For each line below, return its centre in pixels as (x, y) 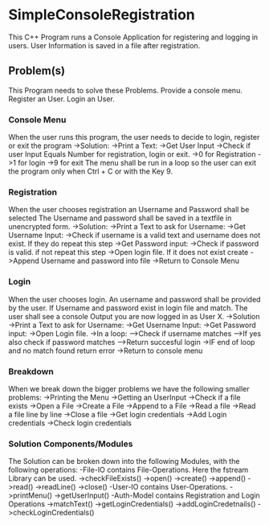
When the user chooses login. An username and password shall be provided (134, 299)
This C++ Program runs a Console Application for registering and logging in (133, 37)
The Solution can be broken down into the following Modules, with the (124, 461)
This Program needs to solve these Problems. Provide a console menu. (125, 90)
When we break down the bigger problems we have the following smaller (129, 388)
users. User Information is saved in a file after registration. (104, 45)
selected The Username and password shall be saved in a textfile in (120, 218)
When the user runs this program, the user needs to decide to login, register (134, 137)
